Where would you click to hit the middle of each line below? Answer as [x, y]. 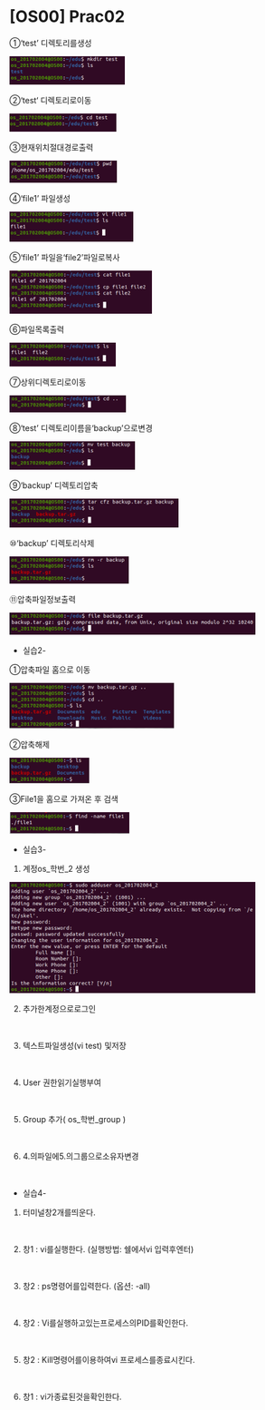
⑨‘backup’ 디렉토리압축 [54, 485]
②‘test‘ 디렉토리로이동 [51, 100]
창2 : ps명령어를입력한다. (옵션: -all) [86, 1286]
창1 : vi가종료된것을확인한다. [72, 1396]
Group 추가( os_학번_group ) [74, 1119]
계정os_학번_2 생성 [56, 868]
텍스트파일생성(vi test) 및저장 [74, 1045]
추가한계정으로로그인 [59, 1008]
